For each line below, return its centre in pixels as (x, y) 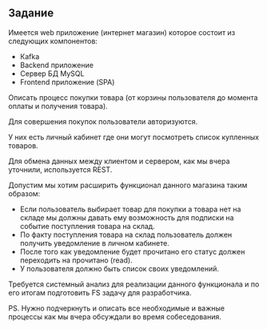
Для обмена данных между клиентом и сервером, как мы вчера (119, 161)
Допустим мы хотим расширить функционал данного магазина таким (128, 185)
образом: (24, 193)
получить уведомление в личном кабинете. (94, 243)
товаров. (23, 145)
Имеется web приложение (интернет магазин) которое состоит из (122, 32)
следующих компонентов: (53, 41)
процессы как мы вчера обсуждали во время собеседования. (115, 316)
